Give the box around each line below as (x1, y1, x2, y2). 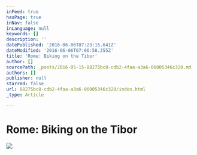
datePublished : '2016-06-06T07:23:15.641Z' (6, 42, 117, 48)
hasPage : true (6, 14, 42, 20)
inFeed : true (6, 8, 39, 15)
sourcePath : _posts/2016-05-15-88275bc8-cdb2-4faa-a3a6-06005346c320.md (6, 64, 192, 70)
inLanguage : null (6, 25, 50, 32)
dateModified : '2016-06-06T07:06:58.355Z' (6, 48, 114, 54)
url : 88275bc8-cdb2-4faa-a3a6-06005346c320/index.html (6, 86, 146, 92)
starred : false (6, 81, 44, 87)
